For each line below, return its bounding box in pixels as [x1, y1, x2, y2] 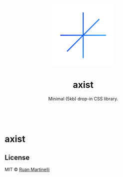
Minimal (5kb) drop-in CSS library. [48, 96, 118, 102]
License [4, 153, 30, 162]
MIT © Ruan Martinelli [4, 166, 50, 173]
